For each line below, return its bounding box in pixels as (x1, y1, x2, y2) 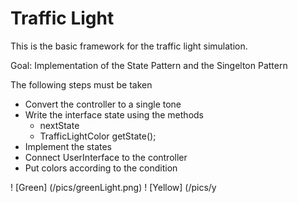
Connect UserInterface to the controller (24, 151, 188, 163)
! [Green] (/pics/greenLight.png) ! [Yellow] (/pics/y (10, 181, 217, 193)
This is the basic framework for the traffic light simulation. (10, 40, 248, 52)
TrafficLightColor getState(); (39, 130, 157, 142)
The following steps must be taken (10, 78, 153, 91)
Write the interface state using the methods (24, 108, 204, 121)
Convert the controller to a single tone (24, 98, 182, 110)
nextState (39, 119, 80, 131)
